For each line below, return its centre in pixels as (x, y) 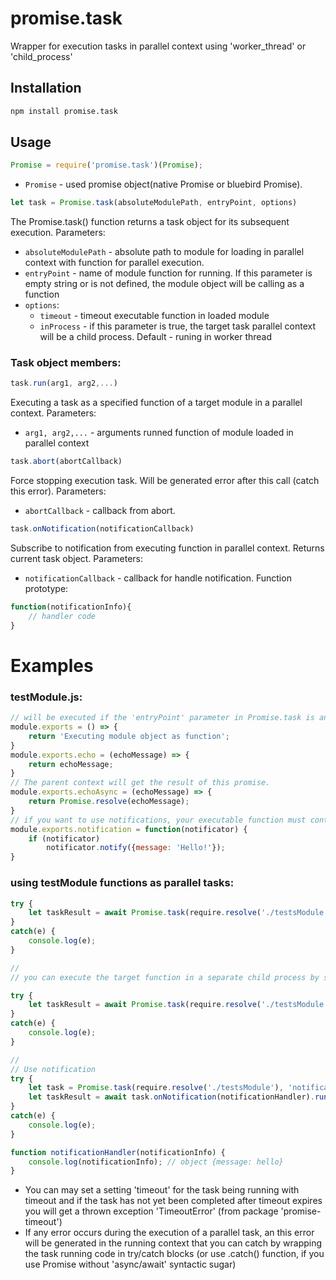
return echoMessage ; (71, 764)
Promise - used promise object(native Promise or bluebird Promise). (163, 184)
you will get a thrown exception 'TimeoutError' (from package (151, 1211)
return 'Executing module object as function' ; (129, 736)
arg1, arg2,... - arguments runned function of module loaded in (159, 433)
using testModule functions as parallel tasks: (122, 883)
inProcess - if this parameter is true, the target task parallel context (178, 326)
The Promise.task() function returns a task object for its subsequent (150, 222)
